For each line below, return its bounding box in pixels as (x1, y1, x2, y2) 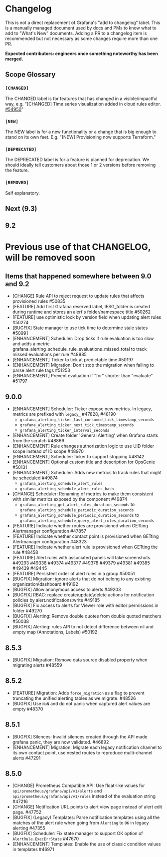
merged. (5, 56, 23, 62)
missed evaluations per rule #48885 (12, 351, 87, 358)
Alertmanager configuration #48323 (12, 539, 87, 545)
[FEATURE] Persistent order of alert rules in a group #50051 (12, 571, 135, 577)
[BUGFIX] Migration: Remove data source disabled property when (12, 656, 148, 663)
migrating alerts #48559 (12, 662, 62, 668)
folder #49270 (12, 608, 42, 614)
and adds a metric (12, 341, 50, 347)
